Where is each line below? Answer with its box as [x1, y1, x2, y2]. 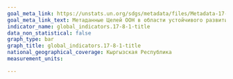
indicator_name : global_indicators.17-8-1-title [7, 23, 150, 30]
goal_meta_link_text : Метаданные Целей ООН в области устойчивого [7, 17, 203, 24]
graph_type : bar [7, 36, 54, 43]
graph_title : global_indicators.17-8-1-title [7, 42, 141, 49]
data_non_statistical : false [7, 29, 92, 37]
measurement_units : [7, 55, 64, 62]
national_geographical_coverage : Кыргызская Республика [7, 49, 172, 56]
